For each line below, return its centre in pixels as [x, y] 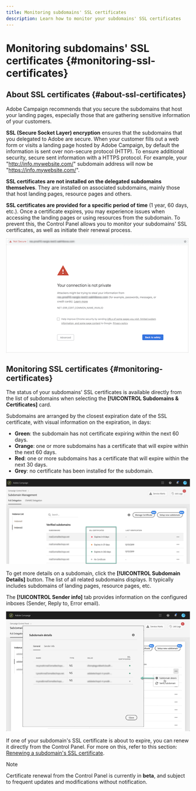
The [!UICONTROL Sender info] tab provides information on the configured [97, 597]
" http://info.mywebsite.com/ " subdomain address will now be [80, 163]
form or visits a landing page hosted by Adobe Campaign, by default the [93, 145]
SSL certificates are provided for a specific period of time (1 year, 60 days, [97, 205]
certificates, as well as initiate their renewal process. [69, 230]
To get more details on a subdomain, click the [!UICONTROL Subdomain [93, 573]
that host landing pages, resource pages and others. [69, 194]
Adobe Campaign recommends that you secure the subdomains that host [94, 109]
